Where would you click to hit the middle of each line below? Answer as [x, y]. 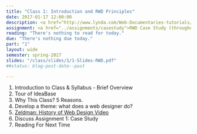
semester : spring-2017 [34, 55]
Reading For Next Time [42, 125]
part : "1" [18, 44]
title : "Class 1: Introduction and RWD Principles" [70, 11]
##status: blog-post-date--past [45, 66]
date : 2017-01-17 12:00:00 [39, 17]
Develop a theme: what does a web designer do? [74, 106]
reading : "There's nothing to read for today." [65, 33]
